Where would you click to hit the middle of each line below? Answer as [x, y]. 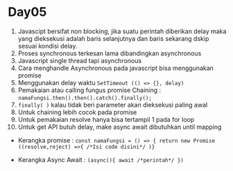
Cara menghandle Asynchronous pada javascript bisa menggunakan [116, 68]
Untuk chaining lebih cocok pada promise [77, 112]
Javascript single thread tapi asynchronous [79, 60]
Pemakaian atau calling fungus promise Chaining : [89, 90]
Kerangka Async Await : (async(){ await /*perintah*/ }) [101, 159]
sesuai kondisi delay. [48, 46]
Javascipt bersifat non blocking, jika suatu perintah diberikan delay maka [122, 31]
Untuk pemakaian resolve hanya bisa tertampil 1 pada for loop [106, 119]
